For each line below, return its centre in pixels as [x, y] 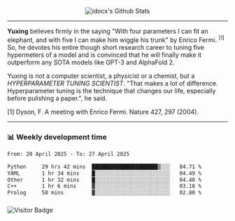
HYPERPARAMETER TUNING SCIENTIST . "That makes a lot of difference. [113, 83]
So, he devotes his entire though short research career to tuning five [106, 47]
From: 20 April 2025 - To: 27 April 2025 [69, 154]
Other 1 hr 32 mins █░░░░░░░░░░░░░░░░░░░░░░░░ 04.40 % [104, 180]
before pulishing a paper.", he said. [57, 98]
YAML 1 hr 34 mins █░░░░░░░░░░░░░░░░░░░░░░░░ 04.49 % [104, 173]
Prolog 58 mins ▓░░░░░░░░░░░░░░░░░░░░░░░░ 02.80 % [104, 193]
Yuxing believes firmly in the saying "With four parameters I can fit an [108, 31]
